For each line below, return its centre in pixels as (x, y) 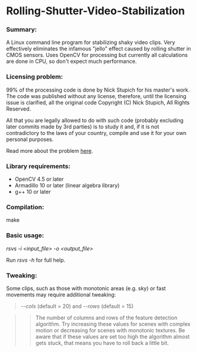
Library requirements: (38, 166)
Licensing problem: (35, 77)
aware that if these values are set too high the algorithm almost (112, 337)
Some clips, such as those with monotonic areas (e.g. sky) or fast (86, 288)
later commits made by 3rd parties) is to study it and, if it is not (83, 127)
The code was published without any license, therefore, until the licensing (96, 96)
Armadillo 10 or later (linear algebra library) (67, 186)
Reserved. (19, 109)
